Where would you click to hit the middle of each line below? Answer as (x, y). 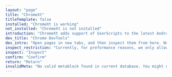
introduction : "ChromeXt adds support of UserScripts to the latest (80, 33)
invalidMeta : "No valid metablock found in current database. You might (84, 66)
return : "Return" (24, 62)
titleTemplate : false (28, 19)
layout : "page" (21, 10)
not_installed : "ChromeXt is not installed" (53, 29)
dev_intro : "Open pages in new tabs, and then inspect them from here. (83, 43)
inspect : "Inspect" (26, 52)
